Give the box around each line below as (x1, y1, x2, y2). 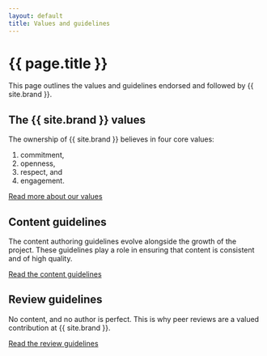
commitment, (19, 150, 65, 160)
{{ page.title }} (8, 54, 108, 73)
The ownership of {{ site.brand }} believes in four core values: (8, 134, 214, 144)
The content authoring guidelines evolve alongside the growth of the (8, 236, 237, 247)
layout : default (8, 11, 63, 20)
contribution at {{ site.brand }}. (8, 323, 111, 333)
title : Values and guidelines (8, 19, 111, 28)
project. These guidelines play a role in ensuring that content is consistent (8, 245, 255, 255)
